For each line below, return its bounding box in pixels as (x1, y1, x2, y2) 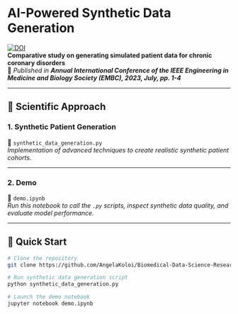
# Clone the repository (7, 254, 78, 262)
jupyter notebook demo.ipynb (7, 300, 93, 308)
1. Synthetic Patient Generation (7, 122, 117, 132)
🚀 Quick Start (7, 236, 67, 248)
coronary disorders (7, 58, 66, 67)
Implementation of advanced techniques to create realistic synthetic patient (7, 145, 229, 154)
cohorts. (7, 153, 32, 162)
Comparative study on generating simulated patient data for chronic (7, 51, 212, 60)
